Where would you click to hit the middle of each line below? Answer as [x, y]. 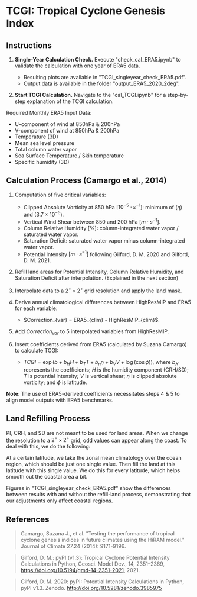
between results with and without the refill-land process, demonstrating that [98, 495]
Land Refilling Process [48, 419]
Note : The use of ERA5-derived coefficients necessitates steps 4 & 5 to [93, 393]
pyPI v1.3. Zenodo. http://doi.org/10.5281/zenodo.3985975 [91, 588]
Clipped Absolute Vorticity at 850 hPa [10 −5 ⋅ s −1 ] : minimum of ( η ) [103, 206]
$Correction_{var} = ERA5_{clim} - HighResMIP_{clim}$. [92, 320]
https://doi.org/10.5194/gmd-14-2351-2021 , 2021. [80, 570]
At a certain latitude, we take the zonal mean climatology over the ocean [94, 458]
